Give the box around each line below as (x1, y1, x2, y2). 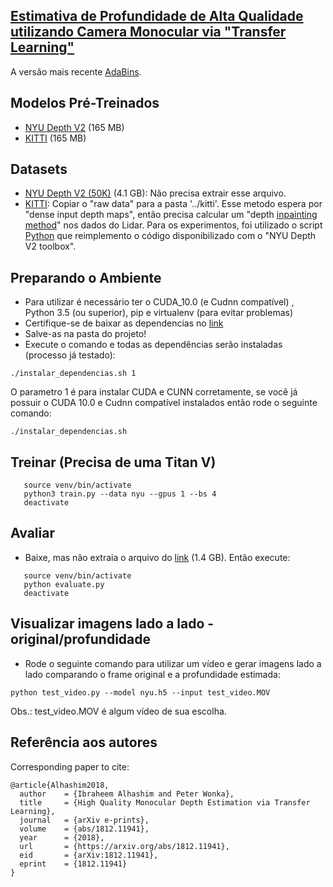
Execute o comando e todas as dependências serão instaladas (24, 339, 283, 351)
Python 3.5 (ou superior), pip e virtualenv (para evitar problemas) (24, 307, 294, 319)
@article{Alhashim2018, (10, 780, 110, 790)
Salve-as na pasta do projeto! (24, 328, 147, 340)
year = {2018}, (19, 832, 105, 843)
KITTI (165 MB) (24, 132, 87, 144)
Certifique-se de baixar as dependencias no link (24, 317, 224, 329)
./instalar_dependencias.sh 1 (10, 369, 137, 379)
